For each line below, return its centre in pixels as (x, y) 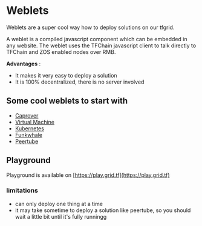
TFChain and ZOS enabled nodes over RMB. (61, 52)
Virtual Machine (34, 122)
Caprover (27, 115)
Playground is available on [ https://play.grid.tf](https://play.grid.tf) (88, 175)
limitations (22, 190)
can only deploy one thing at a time (59, 204)
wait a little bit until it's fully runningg (61, 216)
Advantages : (24, 64)
